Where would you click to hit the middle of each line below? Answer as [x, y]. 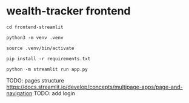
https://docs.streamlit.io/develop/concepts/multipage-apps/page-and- [94, 87]
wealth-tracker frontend [69, 11]
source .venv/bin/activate [40, 48]
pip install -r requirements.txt [48, 58]
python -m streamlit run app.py [47, 69]
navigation [19, 93]
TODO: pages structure [35, 80]
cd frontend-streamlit [35, 27]
